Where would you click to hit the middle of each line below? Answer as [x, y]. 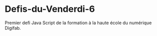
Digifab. [13, 28]
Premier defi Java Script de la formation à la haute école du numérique [78, 23]
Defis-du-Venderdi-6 [50, 9]
